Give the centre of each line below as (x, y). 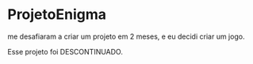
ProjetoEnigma (57, 15)
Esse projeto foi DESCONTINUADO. (65, 51)
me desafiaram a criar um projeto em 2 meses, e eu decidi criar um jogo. (126, 36)
